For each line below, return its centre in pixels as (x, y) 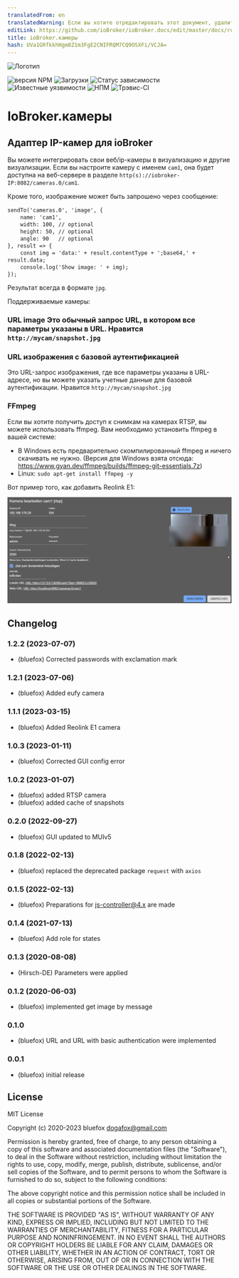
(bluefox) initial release (51, 1075)
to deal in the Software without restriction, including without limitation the (115, 1157)
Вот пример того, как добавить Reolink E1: (71, 487)
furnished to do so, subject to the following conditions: (87, 1180)
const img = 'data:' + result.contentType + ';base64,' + (108, 253)
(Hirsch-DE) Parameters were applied (73, 972)
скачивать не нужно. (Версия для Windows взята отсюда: (106, 458)
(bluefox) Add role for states (59, 939)
